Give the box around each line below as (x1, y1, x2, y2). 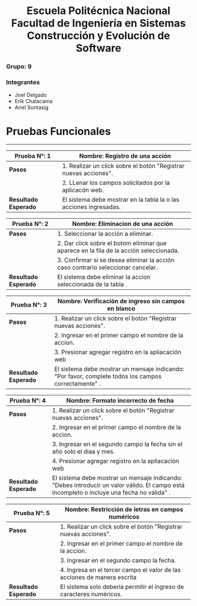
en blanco (107, 304, 136, 313)
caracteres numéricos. (60, 590, 122, 598)
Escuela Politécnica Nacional (26, 4, 171, 18)
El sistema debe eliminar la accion (57, 273, 151, 281)
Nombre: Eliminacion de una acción (72, 220, 174, 228)
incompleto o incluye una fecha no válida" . (52, 489, 171, 497)
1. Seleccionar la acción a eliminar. (57, 230, 154, 238)
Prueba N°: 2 (12, 220, 49, 228)
